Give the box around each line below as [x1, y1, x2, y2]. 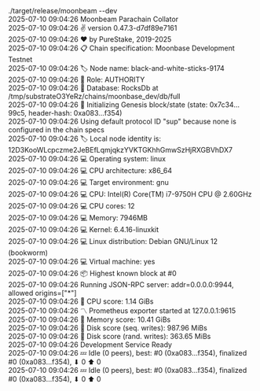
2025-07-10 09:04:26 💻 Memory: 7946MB [8, 213, 148, 222]
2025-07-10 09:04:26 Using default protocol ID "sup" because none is [8, 116, 237, 126]
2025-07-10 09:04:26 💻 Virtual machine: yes [8, 257, 156, 266]
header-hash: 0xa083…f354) [28, 109, 123, 117]
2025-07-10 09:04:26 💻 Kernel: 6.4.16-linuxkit [8, 225, 159, 234]
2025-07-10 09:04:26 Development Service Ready [8, 340, 173, 349]
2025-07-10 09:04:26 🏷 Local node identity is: [8, 134, 161, 143]
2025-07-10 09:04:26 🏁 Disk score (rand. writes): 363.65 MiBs [8, 332, 211, 341]
